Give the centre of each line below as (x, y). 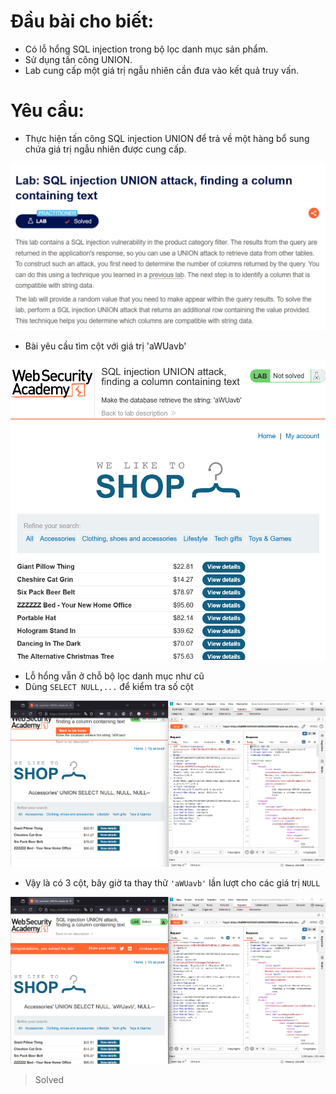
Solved (49, 1079)
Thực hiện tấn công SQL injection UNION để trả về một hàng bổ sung (167, 138)
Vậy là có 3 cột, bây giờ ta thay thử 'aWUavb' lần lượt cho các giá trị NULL (172, 883)
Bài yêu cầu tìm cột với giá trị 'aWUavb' (105, 346)
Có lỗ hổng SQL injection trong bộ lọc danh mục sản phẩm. (146, 49)
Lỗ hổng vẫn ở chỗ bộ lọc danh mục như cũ (114, 676)
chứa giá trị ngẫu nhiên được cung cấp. (105, 149)
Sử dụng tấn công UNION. (78, 59)
